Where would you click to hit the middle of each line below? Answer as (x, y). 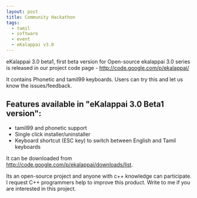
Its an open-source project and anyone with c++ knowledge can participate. (99, 176)
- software (25, 34)
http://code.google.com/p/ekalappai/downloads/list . (70, 164)
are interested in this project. (41, 189)
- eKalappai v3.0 (33, 45)
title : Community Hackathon (41, 17)
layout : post (22, 12)
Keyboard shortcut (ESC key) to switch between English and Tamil (95, 140)
